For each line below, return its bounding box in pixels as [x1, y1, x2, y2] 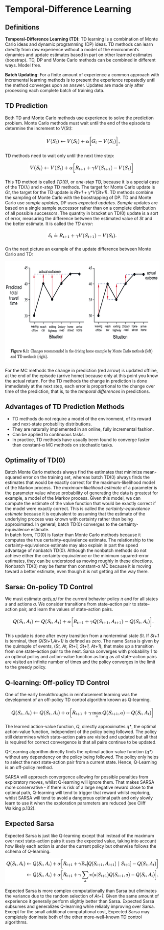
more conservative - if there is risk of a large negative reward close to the [5, 784, 154, 791]
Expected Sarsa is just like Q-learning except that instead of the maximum [5, 833, 154, 838]
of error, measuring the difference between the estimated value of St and [5, 215, 153, 221]
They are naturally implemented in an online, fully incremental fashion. [12, 426, 154, 432]
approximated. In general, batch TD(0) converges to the [5, 521, 117, 527]
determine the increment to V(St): [5, 125, 73, 131]
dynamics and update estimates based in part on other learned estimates [5, 52, 153, 58]
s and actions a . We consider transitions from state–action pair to [5, 601, 137, 607]
